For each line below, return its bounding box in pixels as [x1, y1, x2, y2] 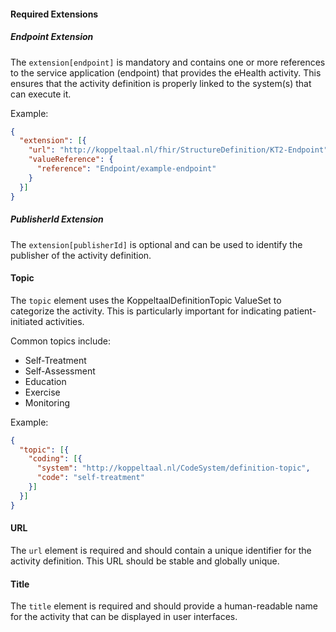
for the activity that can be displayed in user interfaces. [10, 611, 238, 623]
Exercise [24, 386, 61, 398]
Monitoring [24, 396, 70, 409]
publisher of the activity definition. [10, 249, 152, 261]
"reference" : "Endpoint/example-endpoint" [36, 164, 217, 174]
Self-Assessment [24, 365, 96, 377]
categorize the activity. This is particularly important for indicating [10, 305, 282, 317]
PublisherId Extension [10, 213, 104, 225]
